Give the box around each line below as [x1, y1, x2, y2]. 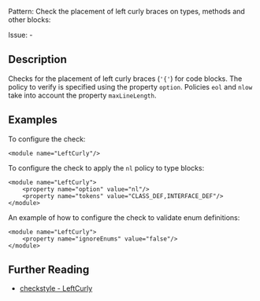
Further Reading [8, 263, 90, 277]
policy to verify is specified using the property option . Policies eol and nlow [8, 82, 253, 91]
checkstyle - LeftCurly [19, 284, 93, 293]
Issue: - [8, 31, 33, 39]
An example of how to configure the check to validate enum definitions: [8, 212, 240, 222]
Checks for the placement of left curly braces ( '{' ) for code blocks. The [8, 74, 243, 83]
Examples [8, 113, 58, 127]
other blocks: [8, 15, 51, 24]
